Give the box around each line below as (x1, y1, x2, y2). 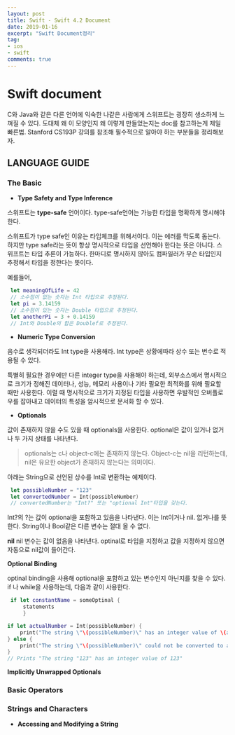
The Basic (7, 178, 42, 188)
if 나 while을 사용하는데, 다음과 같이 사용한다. (7, 583, 131, 591)
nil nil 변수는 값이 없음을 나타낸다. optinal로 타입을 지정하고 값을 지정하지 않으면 (7, 537, 225, 545)
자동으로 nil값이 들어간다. (7, 546, 76, 554)
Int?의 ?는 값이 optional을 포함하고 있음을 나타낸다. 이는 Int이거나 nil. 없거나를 (7, 513, 220, 522)
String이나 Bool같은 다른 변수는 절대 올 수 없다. (22, 522, 151, 530)
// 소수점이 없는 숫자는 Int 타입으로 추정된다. (10, 294, 130, 301)
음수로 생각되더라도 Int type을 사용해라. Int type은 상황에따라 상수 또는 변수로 (7, 347, 219, 355)
